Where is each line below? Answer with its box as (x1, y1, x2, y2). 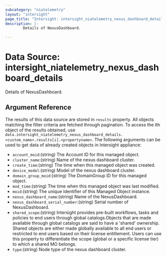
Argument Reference (5, 103, 72, 112)
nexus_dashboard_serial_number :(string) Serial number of (12, 199, 129, 205)
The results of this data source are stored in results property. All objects (5, 116, 154, 122)
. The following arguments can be (91, 136, 161, 142)
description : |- (5, 21, 39, 26)
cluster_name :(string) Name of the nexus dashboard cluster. (12, 157, 135, 163)
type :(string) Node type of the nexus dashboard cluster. (12, 246, 127, 252)
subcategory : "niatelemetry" (5, 7, 66, 12)
